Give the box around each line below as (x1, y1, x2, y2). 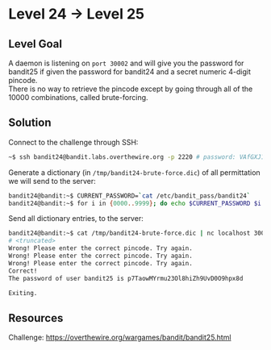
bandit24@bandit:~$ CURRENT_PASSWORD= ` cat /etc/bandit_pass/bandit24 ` (8, 191, 251, 200)
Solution (8, 116, 52, 130)
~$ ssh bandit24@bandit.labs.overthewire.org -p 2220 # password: (8, 152, 236, 161)
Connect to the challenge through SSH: (8, 137, 139, 147)
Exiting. (8, 289, 38, 297)
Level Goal (8, 37, 63, 51)
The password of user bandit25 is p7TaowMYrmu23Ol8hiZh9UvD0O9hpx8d (8, 274, 244, 282)
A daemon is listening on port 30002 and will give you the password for (8, 58, 244, 68)
